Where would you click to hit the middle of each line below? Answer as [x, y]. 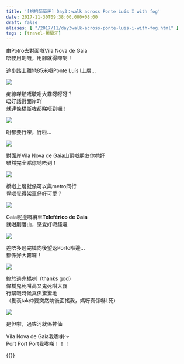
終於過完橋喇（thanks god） [40, 278]
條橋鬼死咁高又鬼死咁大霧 [37, 286]
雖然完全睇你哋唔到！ [32, 163]
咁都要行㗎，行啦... [29, 132]
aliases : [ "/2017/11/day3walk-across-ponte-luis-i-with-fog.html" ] [93, 28]
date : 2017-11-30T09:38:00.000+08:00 [52, 17]
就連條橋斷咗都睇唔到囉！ [37, 108]
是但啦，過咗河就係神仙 [34, 324]
